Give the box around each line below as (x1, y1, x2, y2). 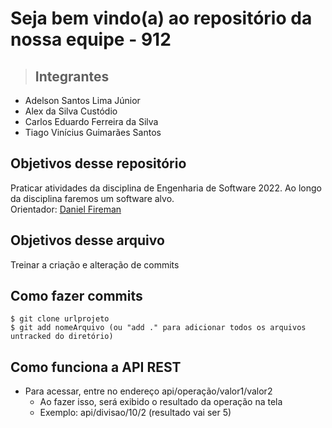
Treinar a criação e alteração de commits (10, 258, 180, 271)
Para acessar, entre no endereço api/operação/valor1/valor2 (24, 385, 273, 397)
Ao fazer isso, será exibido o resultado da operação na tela (39, 396, 283, 408)
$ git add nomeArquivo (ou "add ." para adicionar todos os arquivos (10, 323, 307, 333)
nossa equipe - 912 (10, 28, 172, 51)
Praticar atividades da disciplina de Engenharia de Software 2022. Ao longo (10, 182, 322, 194)
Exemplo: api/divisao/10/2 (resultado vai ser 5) (39, 407, 232, 419)
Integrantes (34, 68, 110, 85)
